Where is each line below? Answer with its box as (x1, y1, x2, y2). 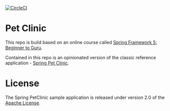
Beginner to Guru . (5, 45, 43, 51)
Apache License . (5, 99, 41, 106)
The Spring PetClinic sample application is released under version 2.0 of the (5, 94, 165, 100)
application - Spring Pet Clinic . (5, 60, 70, 66)
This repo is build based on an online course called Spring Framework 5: (5, 39, 157, 45)
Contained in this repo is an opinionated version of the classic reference (5, 54, 156, 60)
